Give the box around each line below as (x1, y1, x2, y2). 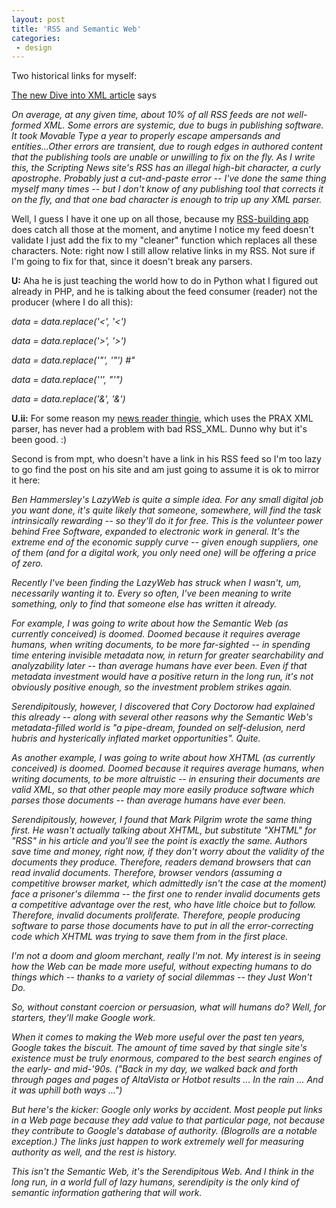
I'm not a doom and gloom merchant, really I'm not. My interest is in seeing (11, 950, 321, 962)
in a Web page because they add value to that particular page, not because (11, 1114, 326, 1126)
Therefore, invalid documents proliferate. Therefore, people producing (11, 909, 301, 921)
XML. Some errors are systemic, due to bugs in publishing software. (43, 119, 324, 131)
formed (11, 119, 42, 131)
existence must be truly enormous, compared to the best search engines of (11, 1052, 323, 1065)
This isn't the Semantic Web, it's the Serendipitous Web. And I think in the (11, 1166, 315, 1178)
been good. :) (11, 434, 68, 446)
